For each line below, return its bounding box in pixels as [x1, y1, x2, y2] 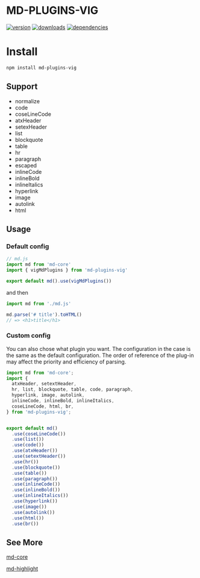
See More [6, 537, 43, 547]
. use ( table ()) [11, 470, 47, 476]
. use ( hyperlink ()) [11, 498, 58, 504]
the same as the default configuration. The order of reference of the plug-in [6, 352, 194, 359]
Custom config [6, 332, 51, 340]
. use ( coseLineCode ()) [11, 431, 66, 437]
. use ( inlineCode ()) [11, 481, 61, 487]
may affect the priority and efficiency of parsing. [6, 358, 127, 365]
